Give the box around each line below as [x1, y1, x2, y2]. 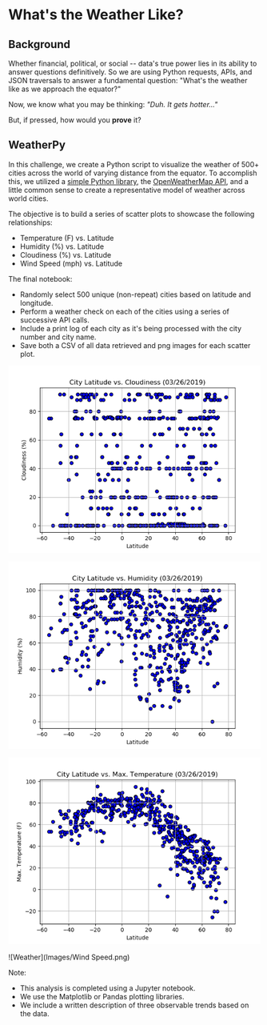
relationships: [8, 218, 54, 227]
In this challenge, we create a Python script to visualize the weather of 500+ [8, 159, 260, 169]
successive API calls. [19, 314, 90, 325]
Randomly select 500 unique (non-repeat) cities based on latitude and [19, 290, 252, 299]
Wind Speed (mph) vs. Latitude [19, 258, 122, 268]
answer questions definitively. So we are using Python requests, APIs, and [8, 67, 253, 77]
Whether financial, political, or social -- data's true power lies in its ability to [8, 58, 257, 68]
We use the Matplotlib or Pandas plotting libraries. [19, 992, 185, 1002]
